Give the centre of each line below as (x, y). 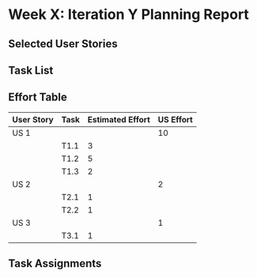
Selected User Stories (63, 44)
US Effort (176, 119)
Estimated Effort (119, 119)
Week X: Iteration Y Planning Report (128, 15)
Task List (31, 70)
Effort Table (38, 98)
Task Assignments (55, 263)
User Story (33, 119)
